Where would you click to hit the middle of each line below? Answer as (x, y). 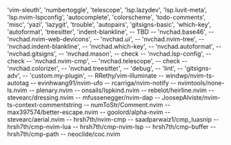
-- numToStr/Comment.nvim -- (127, 105)
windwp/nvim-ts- (190, 76)
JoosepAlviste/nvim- (191, 98)
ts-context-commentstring (45, 105)
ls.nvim (17, 90)
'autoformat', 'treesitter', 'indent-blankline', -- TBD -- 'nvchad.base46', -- (111, 32)
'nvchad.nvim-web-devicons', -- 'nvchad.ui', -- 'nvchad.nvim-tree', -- (106, 39)
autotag (18, 83)
